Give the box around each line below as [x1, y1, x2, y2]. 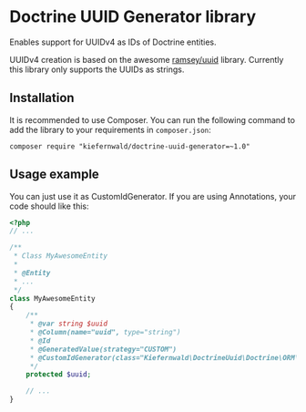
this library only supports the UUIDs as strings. [9, 64, 185, 75]
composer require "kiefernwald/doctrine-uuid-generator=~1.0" [9, 141, 250, 151]
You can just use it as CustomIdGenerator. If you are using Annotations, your [9, 191, 296, 201]
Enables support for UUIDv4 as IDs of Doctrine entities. [9, 36, 217, 47]
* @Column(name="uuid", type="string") [29, 328, 181, 337]
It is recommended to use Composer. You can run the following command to [9, 114, 296, 125]
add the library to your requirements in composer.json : [9, 124, 211, 135]
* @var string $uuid [29, 319, 107, 329]
